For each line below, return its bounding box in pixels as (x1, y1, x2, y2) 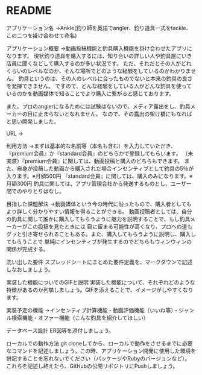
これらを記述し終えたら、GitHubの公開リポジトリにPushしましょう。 (6, 362, 178, 370)
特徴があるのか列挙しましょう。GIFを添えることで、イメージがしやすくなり (6, 286, 194, 293)
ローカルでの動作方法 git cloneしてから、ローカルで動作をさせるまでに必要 (6, 339, 193, 347)
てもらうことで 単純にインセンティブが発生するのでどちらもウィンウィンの (6, 238, 192, 245)
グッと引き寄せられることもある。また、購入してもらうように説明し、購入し (6, 230, 196, 238)
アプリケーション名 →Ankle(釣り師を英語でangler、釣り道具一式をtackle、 (6, 24, 192, 31)
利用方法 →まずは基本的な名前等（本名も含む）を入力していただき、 (6, 142, 176, 150)
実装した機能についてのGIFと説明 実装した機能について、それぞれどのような (6, 279, 195, 286)
